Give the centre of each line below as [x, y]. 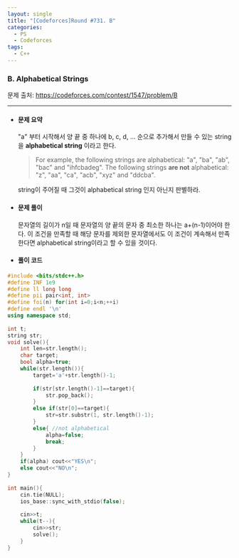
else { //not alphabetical [71, 428]
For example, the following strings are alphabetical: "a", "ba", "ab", [132, 160]
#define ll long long [39, 289]
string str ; [25, 335]
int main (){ [25, 488]
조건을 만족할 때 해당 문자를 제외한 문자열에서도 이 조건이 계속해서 [126, 233]
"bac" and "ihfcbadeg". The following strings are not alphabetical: [132, 168]
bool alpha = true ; [46, 362]
